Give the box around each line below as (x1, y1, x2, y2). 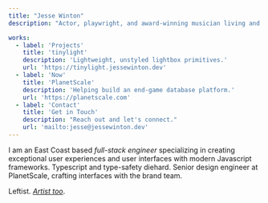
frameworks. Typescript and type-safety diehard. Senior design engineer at (8, 162, 258, 172)
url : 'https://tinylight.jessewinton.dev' (22, 63, 167, 72)
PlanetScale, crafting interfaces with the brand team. (8, 170, 183, 181)
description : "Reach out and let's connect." (22, 116, 178, 124)
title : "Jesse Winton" (8, 11, 84, 20)
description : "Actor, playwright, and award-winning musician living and (8, 19, 261, 27)
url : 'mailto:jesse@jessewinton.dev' (22, 124, 149, 132)
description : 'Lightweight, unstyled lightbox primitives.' (22, 56, 228, 64)
